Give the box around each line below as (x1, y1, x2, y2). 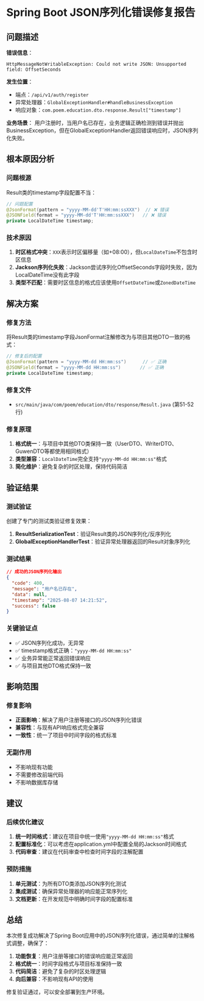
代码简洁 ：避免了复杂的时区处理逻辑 (15, 967, 107, 975)
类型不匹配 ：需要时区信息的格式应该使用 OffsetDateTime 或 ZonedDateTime (15, 279, 196, 287)
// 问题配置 (6, 201, 33, 207)
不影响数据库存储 (15, 778, 58, 786)
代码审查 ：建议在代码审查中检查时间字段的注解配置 (15, 848, 144, 855)
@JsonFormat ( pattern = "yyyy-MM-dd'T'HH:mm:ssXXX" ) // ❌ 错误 (6, 207, 169, 213)
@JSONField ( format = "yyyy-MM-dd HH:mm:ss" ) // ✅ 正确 (6, 364, 164, 371)
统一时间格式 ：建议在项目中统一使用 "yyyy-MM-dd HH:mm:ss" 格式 (15, 833, 175, 840)
